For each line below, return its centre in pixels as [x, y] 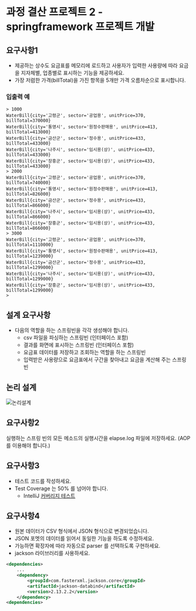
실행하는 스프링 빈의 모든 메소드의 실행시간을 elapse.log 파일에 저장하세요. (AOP [98, 438]
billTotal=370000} [28, 121]
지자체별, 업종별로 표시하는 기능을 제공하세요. [73, 73]
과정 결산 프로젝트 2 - [55, 12]
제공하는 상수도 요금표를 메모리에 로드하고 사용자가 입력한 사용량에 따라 [96, 66]
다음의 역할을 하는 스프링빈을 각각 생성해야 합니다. [72, 330]
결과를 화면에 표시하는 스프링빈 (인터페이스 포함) [78, 345]
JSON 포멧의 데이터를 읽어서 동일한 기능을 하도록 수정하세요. [84, 539]
